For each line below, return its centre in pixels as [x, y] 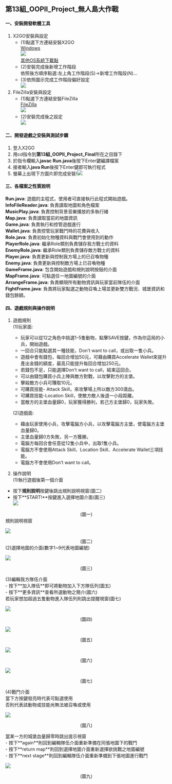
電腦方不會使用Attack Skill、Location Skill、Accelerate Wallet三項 [90, 450]
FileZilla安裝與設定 [32, 92]
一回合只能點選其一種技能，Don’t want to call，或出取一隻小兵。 [88, 351]
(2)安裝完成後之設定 [42, 116]
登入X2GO [24, 148]
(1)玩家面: [23, 327]
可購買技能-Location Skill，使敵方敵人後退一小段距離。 [78, 396]
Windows [30, 48]
